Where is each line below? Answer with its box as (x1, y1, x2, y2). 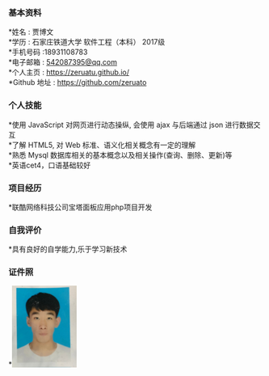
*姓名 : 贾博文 (8, 27, 54, 37)
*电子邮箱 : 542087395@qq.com (8, 57, 117, 67)
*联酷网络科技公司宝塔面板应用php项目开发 (8, 202, 153, 212)
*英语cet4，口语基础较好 (8, 160, 91, 170)
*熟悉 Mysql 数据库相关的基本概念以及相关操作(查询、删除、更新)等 (8, 150, 233, 159)
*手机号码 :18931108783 (8, 47, 88, 57)
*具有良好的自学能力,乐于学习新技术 (8, 244, 128, 254)
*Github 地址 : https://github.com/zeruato (8, 78, 147, 87)
